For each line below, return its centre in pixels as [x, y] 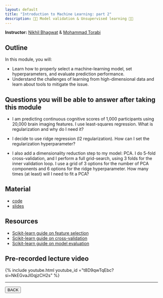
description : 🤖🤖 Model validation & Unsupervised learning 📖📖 [69, 18]
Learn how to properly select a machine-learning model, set [72, 69]
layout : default [21, 9]
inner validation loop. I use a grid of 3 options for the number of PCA [80, 164]
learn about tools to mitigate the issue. [50, 84]
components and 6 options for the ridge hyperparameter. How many [80, 169]
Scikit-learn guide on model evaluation [51, 243]
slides [18, 206]
